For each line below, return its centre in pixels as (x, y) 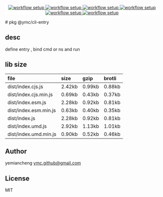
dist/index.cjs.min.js (30, 94)
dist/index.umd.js (27, 126)
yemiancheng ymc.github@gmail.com (43, 163)
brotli (110, 78)
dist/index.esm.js (27, 102)
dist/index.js (21, 118)
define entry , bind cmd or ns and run (43, 49)
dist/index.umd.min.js (32, 134)
